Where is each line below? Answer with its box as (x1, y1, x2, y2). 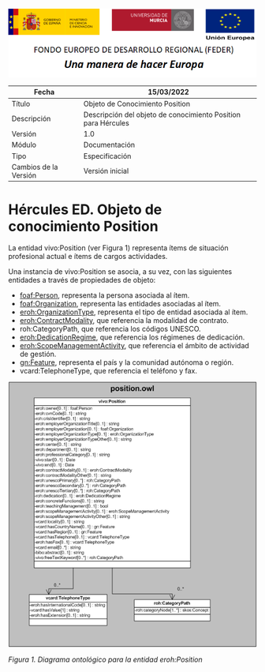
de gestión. (19, 349, 57, 359)
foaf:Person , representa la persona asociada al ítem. (19, 291, 190, 300)
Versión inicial (83, 167, 129, 176)
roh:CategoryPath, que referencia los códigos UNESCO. (19, 325, 201, 334)
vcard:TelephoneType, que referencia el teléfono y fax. (19, 366, 198, 376)
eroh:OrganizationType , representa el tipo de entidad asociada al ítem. (19, 307, 248, 317)
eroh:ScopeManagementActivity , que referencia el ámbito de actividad (19, 341, 250, 351)
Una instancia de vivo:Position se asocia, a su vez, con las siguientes (8, 267, 233, 276)
